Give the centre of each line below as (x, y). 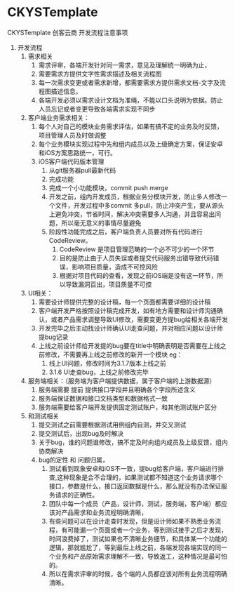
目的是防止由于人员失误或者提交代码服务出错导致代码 (136, 258)
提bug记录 (53, 337)
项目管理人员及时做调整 (72, 135)
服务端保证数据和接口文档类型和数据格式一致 (103, 398)
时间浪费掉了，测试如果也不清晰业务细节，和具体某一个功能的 (138, 538)
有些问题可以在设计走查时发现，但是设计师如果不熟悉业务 (132, 521)
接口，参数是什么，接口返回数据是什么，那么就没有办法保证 (135, 486)
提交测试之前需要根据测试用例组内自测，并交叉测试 (112, 425)
